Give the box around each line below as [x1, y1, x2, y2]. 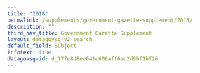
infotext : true [7, 49, 52, 56]
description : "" [7, 23, 55, 30]
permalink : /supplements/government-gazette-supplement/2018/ [7, 17, 193, 24]
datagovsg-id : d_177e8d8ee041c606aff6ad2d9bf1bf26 [7, 56, 159, 63]
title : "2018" [7, 10, 49, 17]
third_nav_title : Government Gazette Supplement [7, 29, 152, 37]
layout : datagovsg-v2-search [7, 36, 93, 43]
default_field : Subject [7, 42, 77, 49]
